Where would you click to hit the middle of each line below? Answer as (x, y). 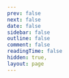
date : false (24, 26)
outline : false (29, 39)
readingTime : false (35, 52)
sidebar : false (29, 32)
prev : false (24, 13)
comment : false (29, 45)
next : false (24, 20)
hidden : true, (27, 58)
